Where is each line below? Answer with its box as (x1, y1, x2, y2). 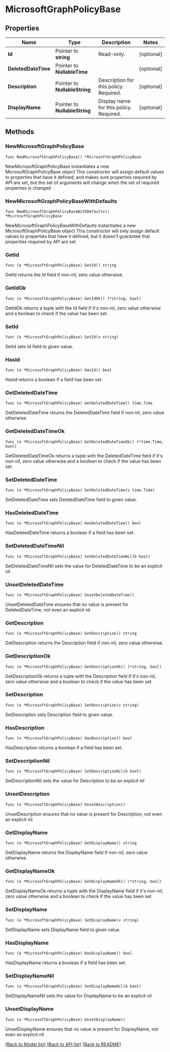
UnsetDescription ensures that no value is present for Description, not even (5, 811, 163, 817)
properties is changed (5, 184, 52, 191)
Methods (5, 128, 34, 136)
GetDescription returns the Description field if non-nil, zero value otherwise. (5, 640, 163, 646)
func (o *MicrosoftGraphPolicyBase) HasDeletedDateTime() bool (5, 521, 142, 526)
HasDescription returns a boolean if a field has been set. (5, 745, 123, 751)
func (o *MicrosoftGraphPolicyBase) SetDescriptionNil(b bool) (5, 769, 142, 774)
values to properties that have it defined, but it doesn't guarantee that (5, 233, 150, 239)
